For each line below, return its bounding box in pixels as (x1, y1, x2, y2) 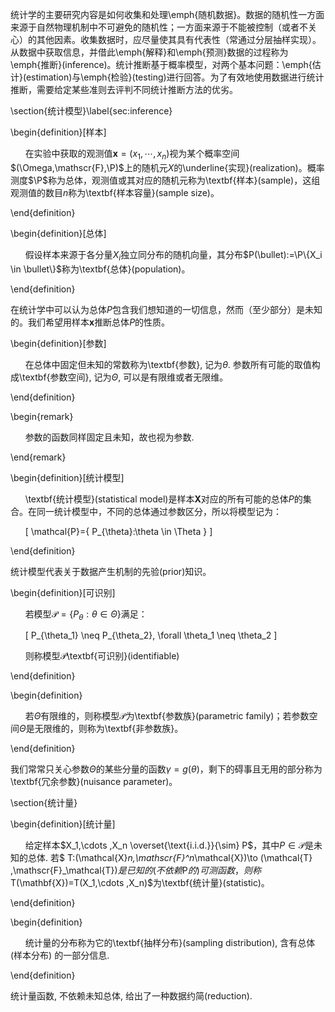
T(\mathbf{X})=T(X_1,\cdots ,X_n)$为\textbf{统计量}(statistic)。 (10, 877, 270, 889)
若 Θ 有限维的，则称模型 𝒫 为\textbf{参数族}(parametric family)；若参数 (24, 710, 310, 722)
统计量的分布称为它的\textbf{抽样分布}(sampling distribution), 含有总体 (24, 937, 316, 949)
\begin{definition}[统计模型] (10, 471, 125, 483)
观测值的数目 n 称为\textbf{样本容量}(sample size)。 (10, 186, 220, 198)
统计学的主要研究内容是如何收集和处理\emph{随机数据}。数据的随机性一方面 (10, 9, 325, 20)
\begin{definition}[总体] (10, 227, 107, 239)
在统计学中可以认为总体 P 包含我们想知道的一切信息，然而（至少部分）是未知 (10, 303, 323, 315)
